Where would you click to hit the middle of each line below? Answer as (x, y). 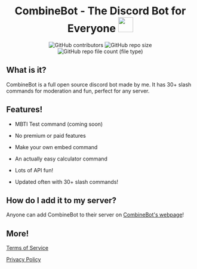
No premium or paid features (50, 135)
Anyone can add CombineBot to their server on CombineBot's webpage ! (95, 215)
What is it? (26, 70)
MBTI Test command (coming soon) (59, 124)
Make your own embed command (56, 147)
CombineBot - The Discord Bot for (100, 11)
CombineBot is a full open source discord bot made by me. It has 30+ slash (99, 84)
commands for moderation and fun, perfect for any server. (78, 91)
